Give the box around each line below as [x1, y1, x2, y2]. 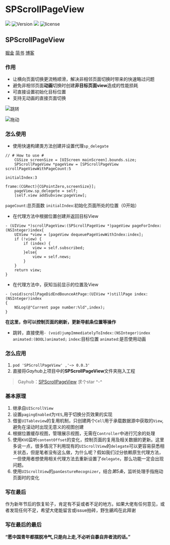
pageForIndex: [132, 223, 162, 228]
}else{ [23, 250, 37, 255]
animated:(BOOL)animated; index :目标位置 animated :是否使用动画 [12, 336, 146, 342]
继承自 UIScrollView [12, 405, 54, 411]
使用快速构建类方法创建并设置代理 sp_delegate [12, 143, 109, 149]
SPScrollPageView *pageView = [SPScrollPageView [14, 162, 119, 167]
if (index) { [23, 241, 51, 246]
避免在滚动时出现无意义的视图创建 [12, 424, 84, 430]
